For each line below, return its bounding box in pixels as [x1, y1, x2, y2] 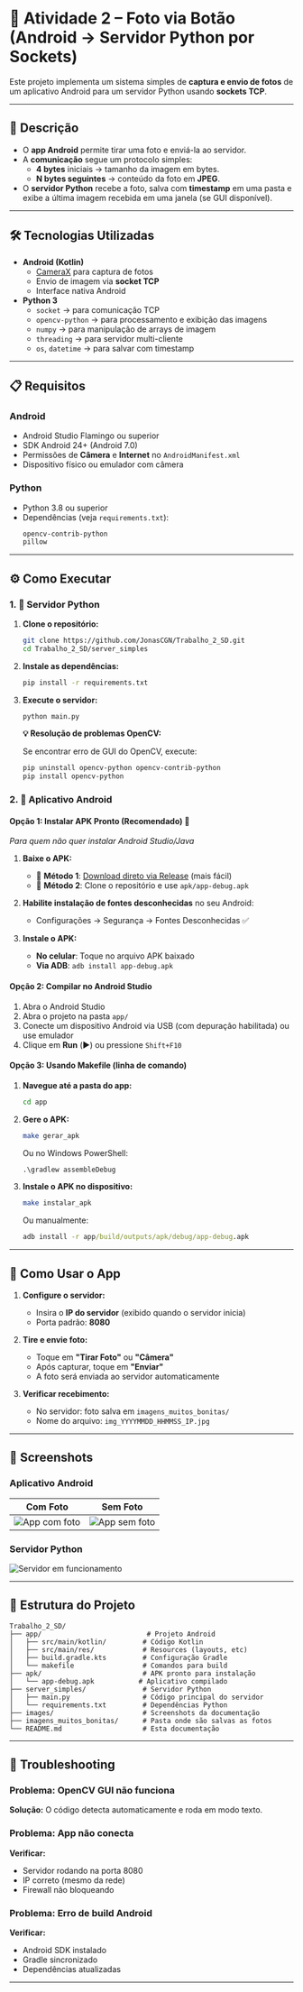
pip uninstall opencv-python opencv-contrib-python [22, 764, 221, 773]
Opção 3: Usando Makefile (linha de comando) [9, 1060, 188, 1071]
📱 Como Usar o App [9, 1266, 122, 1281]
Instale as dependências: [22, 660, 119, 671]
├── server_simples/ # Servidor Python [9, 1684, 212, 1694]
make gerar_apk [22, 1131, 80, 1140]
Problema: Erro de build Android [9, 1906, 153, 1919]
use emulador [22, 1030, 74, 1041]
